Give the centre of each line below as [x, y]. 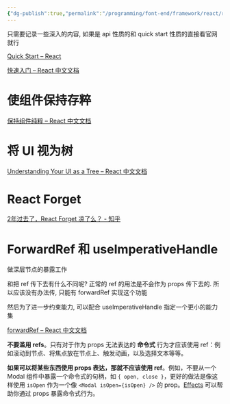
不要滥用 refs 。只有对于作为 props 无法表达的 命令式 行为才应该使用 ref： [111, 345]
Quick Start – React [34, 56]
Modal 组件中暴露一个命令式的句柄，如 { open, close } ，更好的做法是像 [110, 377]
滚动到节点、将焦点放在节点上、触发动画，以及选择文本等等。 [100, 353]
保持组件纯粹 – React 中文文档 [49, 121]
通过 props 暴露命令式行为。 [59, 394]
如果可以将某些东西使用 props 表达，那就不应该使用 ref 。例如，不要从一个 [112, 368]
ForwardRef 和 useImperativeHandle [113, 249]
